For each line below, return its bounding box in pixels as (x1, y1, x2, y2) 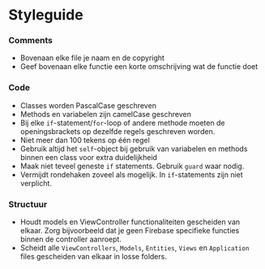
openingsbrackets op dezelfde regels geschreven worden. (19, 126, 216, 136)
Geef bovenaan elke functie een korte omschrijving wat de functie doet (19, 62, 259, 72)
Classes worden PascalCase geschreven (19, 100, 156, 111)
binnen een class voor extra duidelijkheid (19, 152, 158, 162)
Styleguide (8, 6, 83, 24)
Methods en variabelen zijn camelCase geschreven (19, 109, 192, 119)
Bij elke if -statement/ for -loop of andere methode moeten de (19, 118, 225, 128)
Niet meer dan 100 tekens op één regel (19, 135, 150, 145)
